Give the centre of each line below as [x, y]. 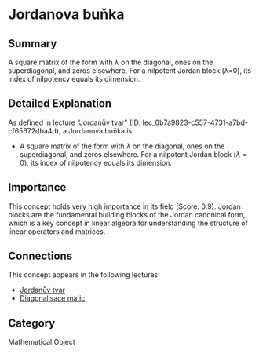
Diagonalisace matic [52, 298]
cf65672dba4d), [35, 130]
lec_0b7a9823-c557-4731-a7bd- [195, 122]
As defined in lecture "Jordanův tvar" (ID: [75, 122]
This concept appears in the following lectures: [84, 275]
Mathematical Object [42, 342]
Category [32, 323]
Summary [33, 44]
